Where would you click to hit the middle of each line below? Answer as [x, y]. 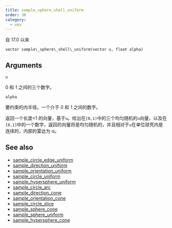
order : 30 [16, 15]
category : [16, 20]
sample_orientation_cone [39, 198]
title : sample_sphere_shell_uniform [44, 10]
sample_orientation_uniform [42, 171]
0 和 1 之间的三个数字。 [30, 87]
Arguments [24, 65]
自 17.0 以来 [17, 40]
